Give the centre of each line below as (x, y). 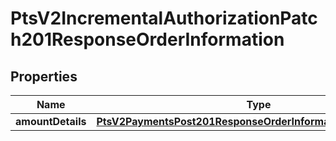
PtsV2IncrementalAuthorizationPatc (164, 18)
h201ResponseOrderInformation (147, 39)
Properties (44, 76)
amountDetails (51, 121)
